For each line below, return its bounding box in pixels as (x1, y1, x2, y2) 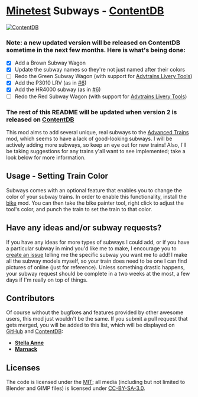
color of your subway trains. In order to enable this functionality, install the (6, 193, 187, 200)
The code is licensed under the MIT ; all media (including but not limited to (6, 379, 185, 386)
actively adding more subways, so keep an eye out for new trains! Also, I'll (6, 141, 187, 149)
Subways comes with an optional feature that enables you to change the (6, 186, 182, 193)
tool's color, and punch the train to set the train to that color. (6, 205, 152, 212)
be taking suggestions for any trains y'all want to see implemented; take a (6, 147, 186, 154)
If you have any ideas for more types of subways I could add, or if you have (6, 238, 190, 246)
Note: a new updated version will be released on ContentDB (6, 38, 180, 47)
